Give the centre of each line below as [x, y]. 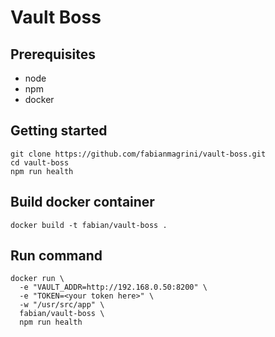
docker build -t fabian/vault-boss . [89, 225]
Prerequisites [53, 54]
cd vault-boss [40, 162]
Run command [56, 256]
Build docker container [82, 202]
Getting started [59, 131]
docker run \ [37, 279]
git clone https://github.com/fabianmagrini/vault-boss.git [138, 154]
